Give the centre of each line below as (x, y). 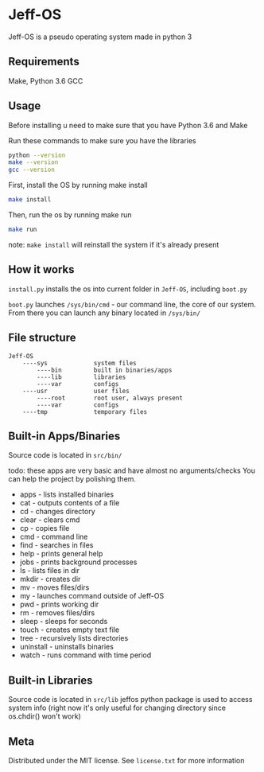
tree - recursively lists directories (74, 638)
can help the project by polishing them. (72, 479)
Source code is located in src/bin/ (65, 455)
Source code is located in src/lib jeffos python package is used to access (130, 700)
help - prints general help (61, 554)
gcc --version (32, 170)
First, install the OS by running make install (78, 185)
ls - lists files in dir (50, 571)
